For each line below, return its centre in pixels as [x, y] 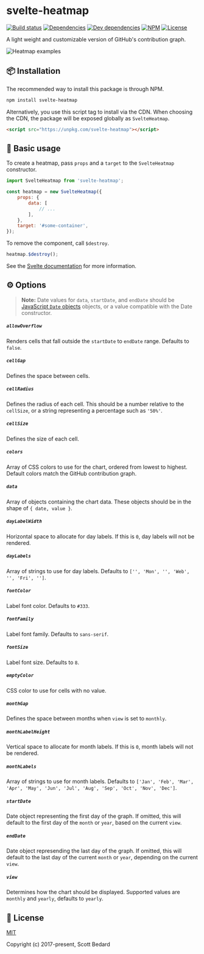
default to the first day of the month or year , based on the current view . [94, 823]
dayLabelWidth [24, 522]
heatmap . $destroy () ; [33, 255]
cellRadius [20, 389]
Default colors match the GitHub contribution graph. [72, 473]
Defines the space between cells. [48, 375]
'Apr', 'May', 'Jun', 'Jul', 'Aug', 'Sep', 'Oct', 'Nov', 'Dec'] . [92, 788]
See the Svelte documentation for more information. [72, 266]
